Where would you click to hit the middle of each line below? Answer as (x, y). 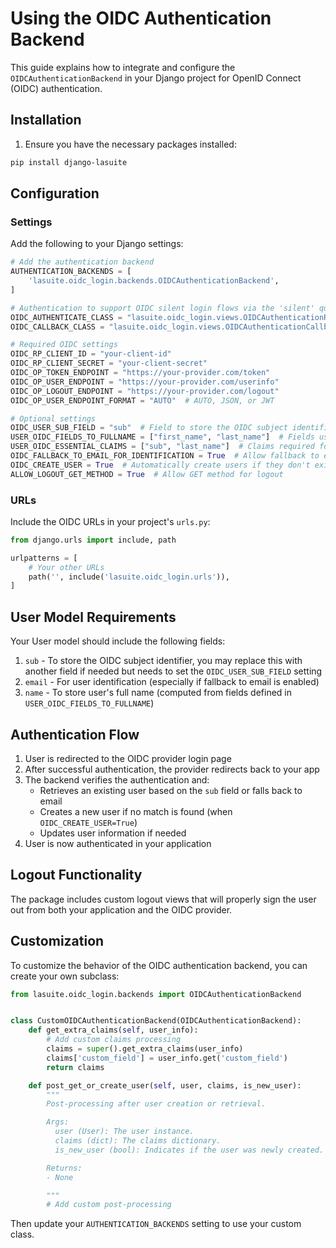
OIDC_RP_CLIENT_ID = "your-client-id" (91, 354)
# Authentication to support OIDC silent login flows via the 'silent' (162, 308)
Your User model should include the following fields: (118, 641)
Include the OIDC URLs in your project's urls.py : (110, 521)
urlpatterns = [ (44, 558)
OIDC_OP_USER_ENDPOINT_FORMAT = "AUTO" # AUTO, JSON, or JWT (142, 400)
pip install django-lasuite (69, 162)
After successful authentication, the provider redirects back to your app (172, 769)
